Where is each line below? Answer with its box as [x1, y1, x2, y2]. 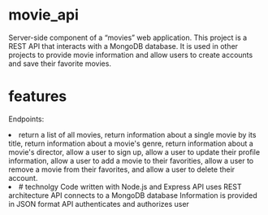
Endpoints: [8, 114, 45, 124]
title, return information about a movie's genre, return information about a [8, 138, 253, 148]
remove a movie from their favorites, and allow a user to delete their [8, 165, 236, 174]
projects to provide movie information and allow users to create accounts [8, 50, 253, 59]
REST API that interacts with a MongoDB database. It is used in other [8, 41, 238, 50]
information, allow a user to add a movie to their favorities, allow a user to [8, 156, 254, 165]
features [8, 87, 67, 106]
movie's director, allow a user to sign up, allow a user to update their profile [8, 147, 261, 156]
